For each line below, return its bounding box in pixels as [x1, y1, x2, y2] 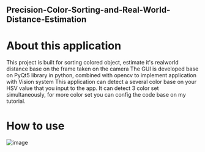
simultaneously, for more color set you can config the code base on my [6, 91, 187, 98]
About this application [6, 39, 121, 52]
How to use [6, 119, 65, 133]
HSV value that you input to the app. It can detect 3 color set [6, 85, 159, 92]
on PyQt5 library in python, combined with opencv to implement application [6, 72, 197, 79]
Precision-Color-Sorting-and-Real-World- [6, 5, 171, 15]
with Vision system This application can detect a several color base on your [6, 78, 197, 86]
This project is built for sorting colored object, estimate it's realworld [6, 59, 179, 66]
